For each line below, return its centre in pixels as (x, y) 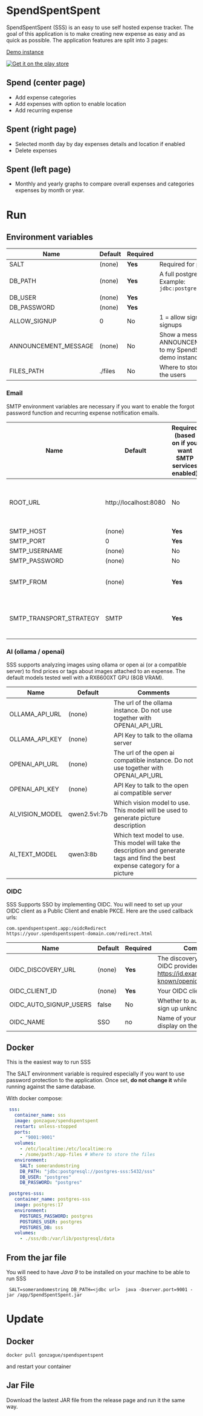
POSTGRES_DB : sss (41, 1228)
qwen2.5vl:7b (88, 814)
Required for (177, 264)
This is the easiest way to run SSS (49, 1062)
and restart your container (39, 1366)
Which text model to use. (149, 835)
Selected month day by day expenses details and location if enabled (100, 144)
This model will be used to (151, 810)
